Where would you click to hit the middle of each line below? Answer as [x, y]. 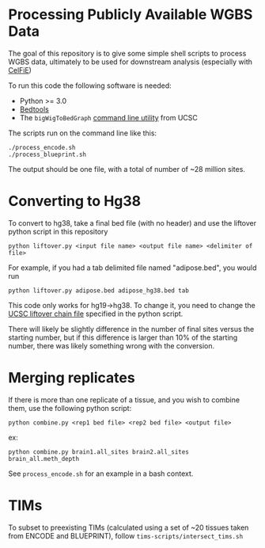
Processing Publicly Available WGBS [131, 15]
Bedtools [34, 109]
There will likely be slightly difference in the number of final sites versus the [131, 329]
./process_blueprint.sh [47, 154]
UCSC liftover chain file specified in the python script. [96, 314]
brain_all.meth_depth [44, 459]
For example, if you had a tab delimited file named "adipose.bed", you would [132, 268]
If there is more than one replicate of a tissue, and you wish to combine [124, 400]
